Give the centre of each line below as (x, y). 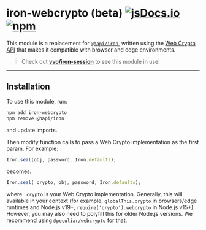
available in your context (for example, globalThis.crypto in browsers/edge (102, 201)
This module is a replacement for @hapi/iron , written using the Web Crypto (101, 43)
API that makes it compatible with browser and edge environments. (91, 50)
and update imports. (32, 130)
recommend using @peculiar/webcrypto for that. (67, 220)
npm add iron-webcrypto (37, 113)
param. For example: (32, 148)
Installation (28, 87)
